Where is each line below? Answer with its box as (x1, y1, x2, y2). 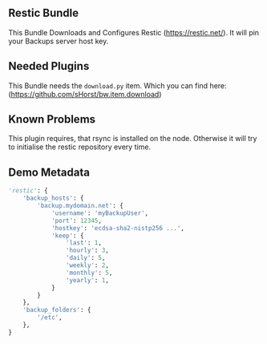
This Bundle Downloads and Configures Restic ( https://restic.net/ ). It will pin (8, 27, 259, 37)
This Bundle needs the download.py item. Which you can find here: (8, 80, 227, 91)
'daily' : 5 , (65, 254, 106, 262)
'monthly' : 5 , (65, 269, 113, 277)
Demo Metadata (8, 165, 91, 179)
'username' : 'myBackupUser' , (51, 208, 149, 217)
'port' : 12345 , (51, 217, 103, 225)
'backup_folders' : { (22, 306, 91, 314)
